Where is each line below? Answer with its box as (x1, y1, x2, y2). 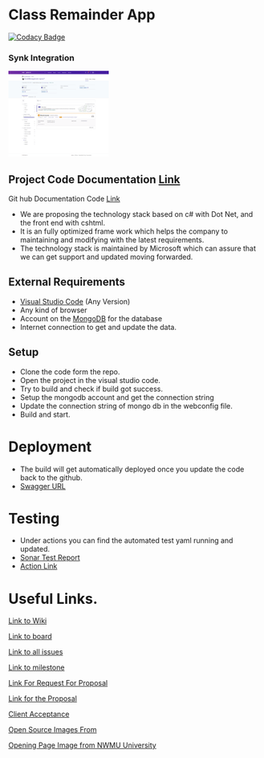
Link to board (8, 632, 52, 642)
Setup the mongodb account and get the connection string (19, 392, 214, 402)
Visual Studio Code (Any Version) (19, 296, 131, 306)
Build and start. (19, 410, 71, 419)
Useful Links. (8, 589, 98, 608)
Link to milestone (8, 662, 65, 672)
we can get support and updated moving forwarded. (19, 251, 193, 262)
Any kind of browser (19, 305, 87, 315)
